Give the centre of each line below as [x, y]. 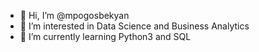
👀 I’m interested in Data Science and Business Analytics [134, 26]
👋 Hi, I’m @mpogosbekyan [74, 15]
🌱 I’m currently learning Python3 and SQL [105, 36]
